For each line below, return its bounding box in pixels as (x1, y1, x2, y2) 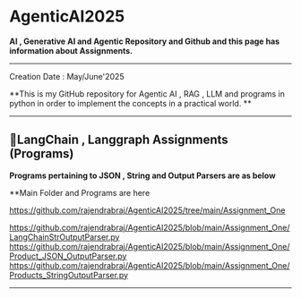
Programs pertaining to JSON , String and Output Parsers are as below (9, 170, 276, 181)
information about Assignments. (9, 45, 133, 55)
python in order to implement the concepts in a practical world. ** (9, 98, 253, 108)
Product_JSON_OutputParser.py (9, 251, 127, 261)
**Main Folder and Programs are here (9, 187, 150, 198)
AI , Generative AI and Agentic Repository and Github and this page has (9, 36, 280, 47)
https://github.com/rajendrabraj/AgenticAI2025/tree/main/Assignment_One (9, 204, 286, 216)
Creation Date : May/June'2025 (9, 71, 125, 81)
